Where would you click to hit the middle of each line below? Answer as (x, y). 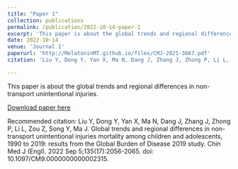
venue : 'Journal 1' (36, 47)
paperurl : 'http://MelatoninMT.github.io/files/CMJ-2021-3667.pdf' (109, 54)
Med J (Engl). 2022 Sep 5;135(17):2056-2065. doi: (80, 151)
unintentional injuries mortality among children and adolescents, (129, 136)
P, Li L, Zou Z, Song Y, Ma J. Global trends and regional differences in (109, 129)
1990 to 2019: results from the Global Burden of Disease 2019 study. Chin (114, 144)
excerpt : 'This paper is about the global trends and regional (103, 34)
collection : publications (45, 21)
